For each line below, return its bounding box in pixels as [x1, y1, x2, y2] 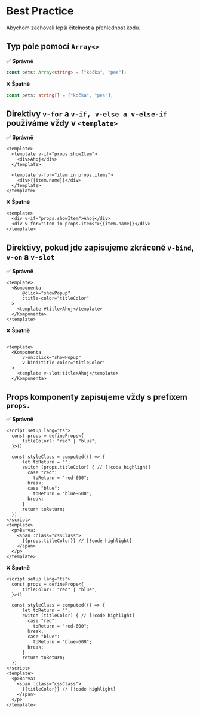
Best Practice [6, 4, 74, 18]
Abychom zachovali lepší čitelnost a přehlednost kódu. [6, 24, 140, 31]
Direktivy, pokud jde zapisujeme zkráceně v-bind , [6, 242, 194, 252]
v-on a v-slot [6, 252, 55, 262]
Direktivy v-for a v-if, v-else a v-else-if [6, 109, 167, 119]
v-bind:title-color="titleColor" [21, 360, 106, 366]
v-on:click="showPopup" [21, 355, 82, 361]
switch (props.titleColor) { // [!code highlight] [21, 464, 151, 470]
